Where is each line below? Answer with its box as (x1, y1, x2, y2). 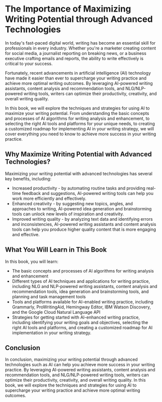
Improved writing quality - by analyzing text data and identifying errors (12, 216, 153, 222)
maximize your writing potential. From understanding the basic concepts (5, 110, 149, 116)
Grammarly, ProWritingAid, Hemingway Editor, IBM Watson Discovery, (12, 304, 151, 310)
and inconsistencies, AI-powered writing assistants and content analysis (12, 221, 156, 227)
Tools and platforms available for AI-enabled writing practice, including (12, 299, 154, 305)
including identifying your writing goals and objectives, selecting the (12, 319, 148, 325)
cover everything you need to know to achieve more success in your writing (5, 131, 156, 137)
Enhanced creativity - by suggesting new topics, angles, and (12, 200, 133, 207)
